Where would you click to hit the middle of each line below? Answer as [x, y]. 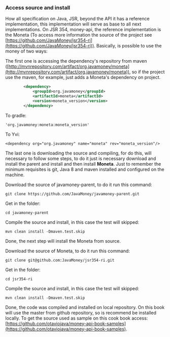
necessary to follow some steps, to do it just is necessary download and [81, 158]
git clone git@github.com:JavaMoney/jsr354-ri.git [60, 260]
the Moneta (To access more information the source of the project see [79, 35]
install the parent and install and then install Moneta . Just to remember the [83, 164]
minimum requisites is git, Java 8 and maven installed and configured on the [85, 169]
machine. [15, 174]
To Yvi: [13, 134]
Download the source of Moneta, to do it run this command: [68, 251]
